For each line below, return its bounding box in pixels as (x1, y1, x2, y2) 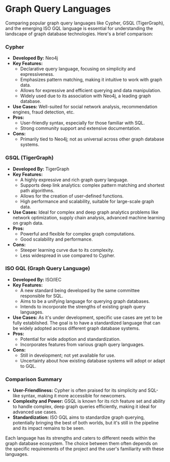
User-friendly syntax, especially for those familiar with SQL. (20, 120, 145, 126)
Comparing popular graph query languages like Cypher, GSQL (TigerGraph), (5, 20, 165, 26)
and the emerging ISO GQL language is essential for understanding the (5, 25, 153, 31)
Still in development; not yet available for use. (20, 352, 116, 358)
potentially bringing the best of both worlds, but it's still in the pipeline (12, 420, 159, 426)
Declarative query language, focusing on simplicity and (20, 66, 135, 72)
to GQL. (20, 363, 37, 369)
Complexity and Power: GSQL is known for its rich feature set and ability (12, 398, 165, 405)
